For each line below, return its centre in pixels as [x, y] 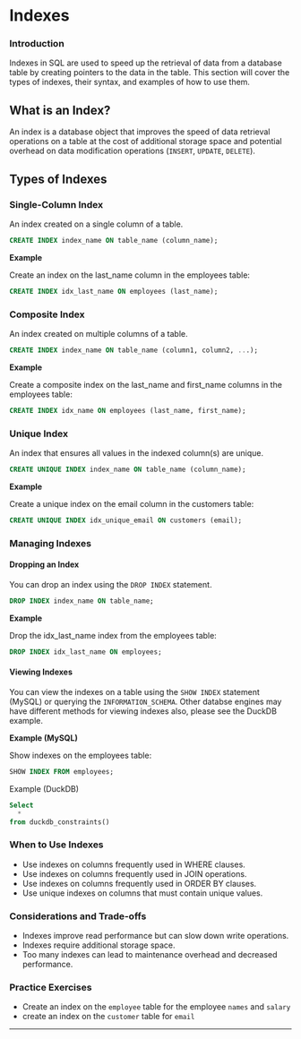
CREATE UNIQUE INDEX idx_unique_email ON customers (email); [126, 520]
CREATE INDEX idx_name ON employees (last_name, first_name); [128, 410]
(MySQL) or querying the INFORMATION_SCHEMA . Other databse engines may [146, 701]
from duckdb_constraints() [60, 822]
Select [21, 805]
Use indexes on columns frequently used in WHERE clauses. [134, 864]
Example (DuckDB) [44, 788]
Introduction [37, 44]
